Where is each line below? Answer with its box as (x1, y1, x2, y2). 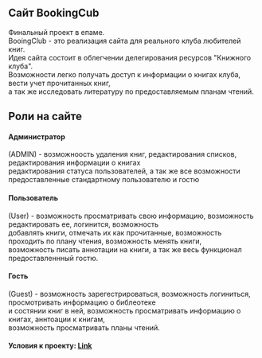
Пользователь (8, 193, 58, 202)
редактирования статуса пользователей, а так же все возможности (8, 166, 240, 176)
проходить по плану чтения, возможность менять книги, (8, 236, 202, 246)
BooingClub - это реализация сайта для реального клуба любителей (8, 36, 241, 45)
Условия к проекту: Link (8, 341, 92, 351)
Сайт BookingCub (8, 6, 100, 20)
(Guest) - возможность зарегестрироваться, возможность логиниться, (8, 289, 251, 298)
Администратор (8, 131, 65, 142)
